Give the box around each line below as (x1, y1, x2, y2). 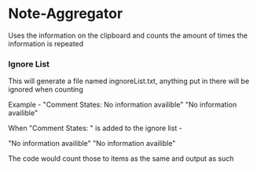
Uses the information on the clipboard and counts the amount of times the (8, 31, 248, 40)
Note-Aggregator (8, 5, 123, 23)
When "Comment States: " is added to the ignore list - (8, 123, 183, 133)
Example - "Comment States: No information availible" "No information (8, 100, 237, 110)
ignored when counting (8, 85, 84, 94)
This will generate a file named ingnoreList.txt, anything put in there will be (8, 76, 250, 86)
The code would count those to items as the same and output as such (8, 154, 234, 163)
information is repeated (8, 38, 84, 48)
